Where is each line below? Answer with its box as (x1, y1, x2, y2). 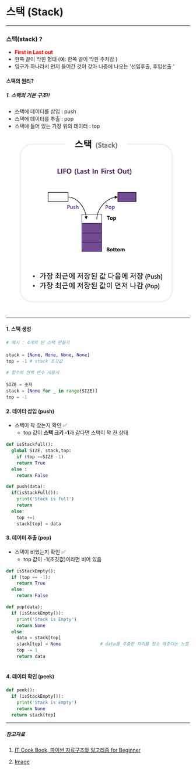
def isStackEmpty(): (6, 568, 57, 574)
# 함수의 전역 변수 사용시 (6, 370, 60, 376)
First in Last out (14, 49, 54, 56)
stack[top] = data (16, 521, 61, 527)
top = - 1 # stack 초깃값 (6, 358, 63, 364)
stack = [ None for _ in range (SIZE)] (6, 388, 98, 394)
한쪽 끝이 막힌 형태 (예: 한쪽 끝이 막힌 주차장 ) (14, 56, 118, 63)
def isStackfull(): (6, 442, 54, 448)
